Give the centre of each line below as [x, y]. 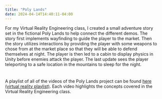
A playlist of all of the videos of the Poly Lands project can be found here [78, 81]
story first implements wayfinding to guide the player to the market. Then [79, 38]
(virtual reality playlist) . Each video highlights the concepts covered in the [79, 86]
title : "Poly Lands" [26, 10]
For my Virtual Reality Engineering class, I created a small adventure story [79, 28]
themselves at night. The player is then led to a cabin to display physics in [79, 54]
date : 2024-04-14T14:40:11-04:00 [39, 14]
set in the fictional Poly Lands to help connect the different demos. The [76, 33]
